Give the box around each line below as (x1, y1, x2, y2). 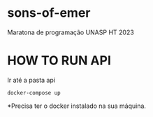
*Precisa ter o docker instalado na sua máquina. (7, 102, 147, 110)
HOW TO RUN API (7, 53, 112, 69)
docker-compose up (7, 89, 61, 96)
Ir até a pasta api (7, 76, 56, 84)
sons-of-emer (7, 5, 91, 21)
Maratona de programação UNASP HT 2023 (7, 28, 134, 36)
